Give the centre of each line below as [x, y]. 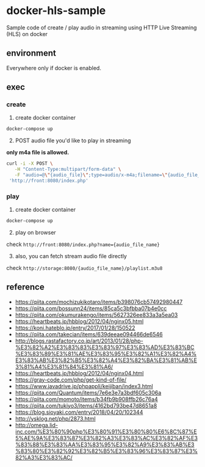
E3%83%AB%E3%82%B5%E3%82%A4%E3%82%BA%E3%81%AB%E [106, 360]
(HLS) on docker [27, 34]
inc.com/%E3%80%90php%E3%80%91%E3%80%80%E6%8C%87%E [106, 432]
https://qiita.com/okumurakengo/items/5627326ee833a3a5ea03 [96, 314]
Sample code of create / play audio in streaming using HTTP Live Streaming [102, 27]
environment [31, 53]
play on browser [35, 232]
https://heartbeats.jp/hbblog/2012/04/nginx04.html [79, 373]
